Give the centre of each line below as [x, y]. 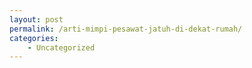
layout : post [36, 19]
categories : [34, 38]
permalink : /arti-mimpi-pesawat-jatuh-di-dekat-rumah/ [126, 29]
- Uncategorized [61, 47]
